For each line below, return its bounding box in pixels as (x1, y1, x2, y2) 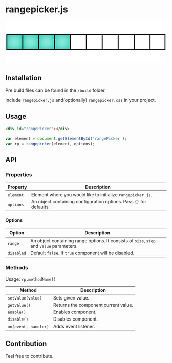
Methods (5, 264, 28, 271)
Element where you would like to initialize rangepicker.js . (31, 191, 153, 198)
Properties (5, 170, 32, 178)
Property (7, 184, 27, 190)
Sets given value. (53, 294, 90, 301)
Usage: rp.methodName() (5, 275, 56, 282)
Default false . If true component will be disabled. (30, 250, 135, 256)
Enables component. (53, 309, 97, 315)
